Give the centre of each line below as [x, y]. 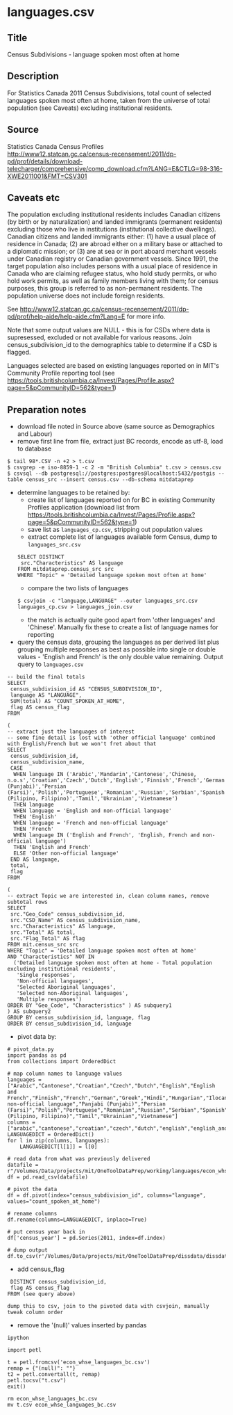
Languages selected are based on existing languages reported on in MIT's [113, 366]
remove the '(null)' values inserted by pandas [82, 1325]
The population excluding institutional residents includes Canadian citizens [114, 215]
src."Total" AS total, [43, 932]
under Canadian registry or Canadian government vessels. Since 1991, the [113, 259]
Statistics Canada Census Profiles [55, 146]
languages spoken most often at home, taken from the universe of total [109, 100]
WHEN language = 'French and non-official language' [91, 823]
